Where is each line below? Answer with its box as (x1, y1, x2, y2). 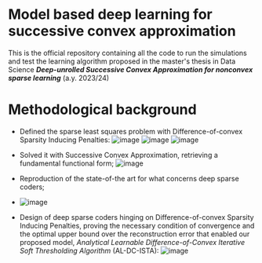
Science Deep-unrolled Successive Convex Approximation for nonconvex (8, 64, 253, 74)
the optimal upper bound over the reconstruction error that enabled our (19, 229, 250, 239)
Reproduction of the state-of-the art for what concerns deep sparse (19, 174, 239, 183)
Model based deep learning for (8, 5, 213, 24)
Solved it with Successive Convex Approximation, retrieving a (19, 150, 218, 159)
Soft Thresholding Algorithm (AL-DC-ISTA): (19, 246, 159, 255)
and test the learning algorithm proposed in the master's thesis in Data (8, 57, 236, 66)
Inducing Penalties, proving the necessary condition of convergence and (19, 221, 255, 230)
